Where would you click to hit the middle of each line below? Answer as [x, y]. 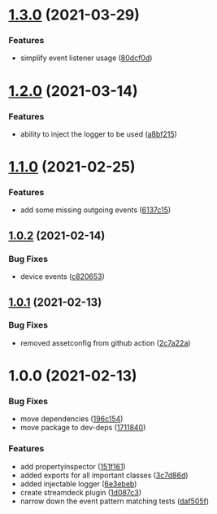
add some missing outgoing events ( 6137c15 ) [95, 210]
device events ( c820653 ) [63, 277]
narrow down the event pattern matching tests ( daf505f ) [115, 501]
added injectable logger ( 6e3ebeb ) [78, 484]
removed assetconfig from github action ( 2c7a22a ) [105, 342]
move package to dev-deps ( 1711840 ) [83, 428]
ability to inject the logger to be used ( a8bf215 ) [98, 134]
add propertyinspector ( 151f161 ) [73, 466]
